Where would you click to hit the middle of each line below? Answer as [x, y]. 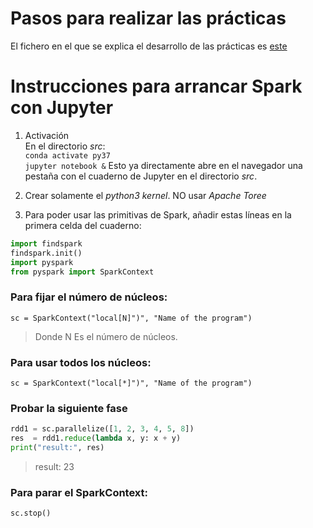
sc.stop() [31, 513]
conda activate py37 [67, 155]
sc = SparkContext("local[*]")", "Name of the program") [131, 383]
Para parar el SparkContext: [79, 492]
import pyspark [42, 262]
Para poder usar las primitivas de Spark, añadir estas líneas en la [158, 214]
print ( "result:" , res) [57, 448]
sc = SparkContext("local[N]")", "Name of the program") [131, 318]
